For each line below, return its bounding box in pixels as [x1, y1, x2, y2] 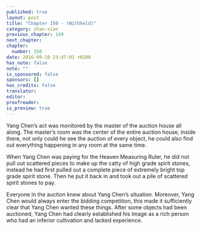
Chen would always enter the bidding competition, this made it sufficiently [6, 197, 192, 204]
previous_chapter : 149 [6, 32, 64, 38]
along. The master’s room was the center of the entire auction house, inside [6, 128, 196, 136]
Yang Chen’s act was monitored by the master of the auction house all [6, 122, 182, 129]
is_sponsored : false [6, 71, 59, 77]
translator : [6, 88, 37, 94]
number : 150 [12, 49, 43, 55]
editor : [6, 94, 26, 100]
